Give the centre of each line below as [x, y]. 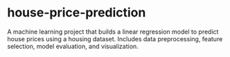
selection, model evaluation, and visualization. [73, 46]
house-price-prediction [77, 13]
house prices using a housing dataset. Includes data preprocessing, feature [115, 38]
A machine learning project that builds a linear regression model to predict [113, 32]
